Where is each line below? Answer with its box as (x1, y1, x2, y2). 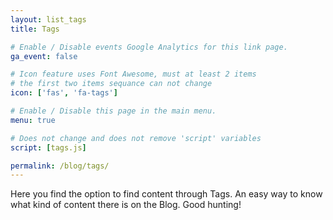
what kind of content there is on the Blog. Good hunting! (10, 199, 242, 211)
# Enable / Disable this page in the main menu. (10, 106, 217, 116)
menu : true (10, 115, 56, 125)
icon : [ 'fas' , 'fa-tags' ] (10, 88, 118, 98)
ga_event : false (10, 51, 78, 61)
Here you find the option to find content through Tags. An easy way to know (10, 188, 323, 200)
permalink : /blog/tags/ (10, 161, 110, 171)
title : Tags (10, 24, 60, 34)
